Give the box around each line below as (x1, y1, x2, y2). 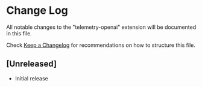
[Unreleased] (6, 59, 57, 69)
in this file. (6, 29, 32, 37)
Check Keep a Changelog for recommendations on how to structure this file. (6, 41, 196, 49)
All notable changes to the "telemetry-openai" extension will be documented (6, 23, 197, 31)
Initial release (14, 74, 48, 82)
